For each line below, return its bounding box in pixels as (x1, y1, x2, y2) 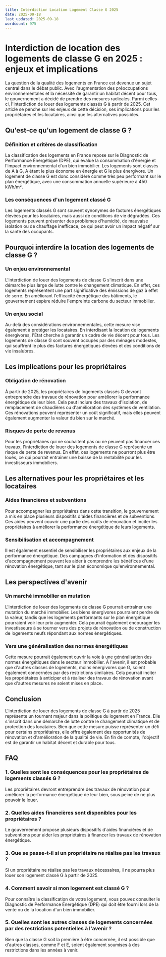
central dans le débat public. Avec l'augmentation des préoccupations (5, 85, 148, 91)
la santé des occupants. (5, 229, 54, 235)
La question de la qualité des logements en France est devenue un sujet (5, 80, 152, 86)
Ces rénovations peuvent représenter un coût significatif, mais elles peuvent (5, 410, 161, 415)
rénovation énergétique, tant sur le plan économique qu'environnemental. (5, 563, 155, 569)
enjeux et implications (5, 64, 98, 75)
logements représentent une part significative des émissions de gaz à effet (5, 287, 158, 293)
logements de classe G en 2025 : (5, 53, 143, 65)
